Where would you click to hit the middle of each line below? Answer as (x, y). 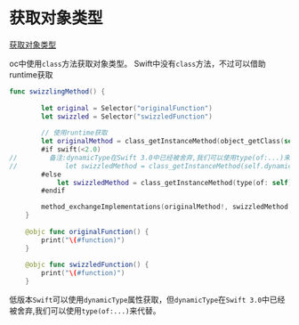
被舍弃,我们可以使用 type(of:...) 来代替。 (85, 311)
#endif (53, 191)
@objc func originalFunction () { (87, 232)
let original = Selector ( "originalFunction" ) (127, 108)
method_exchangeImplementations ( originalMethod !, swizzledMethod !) (169, 207)
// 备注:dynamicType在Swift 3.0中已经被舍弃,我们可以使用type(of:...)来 (150, 158)
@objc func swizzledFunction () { (87, 265)
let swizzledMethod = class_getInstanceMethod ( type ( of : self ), (176, 183)
